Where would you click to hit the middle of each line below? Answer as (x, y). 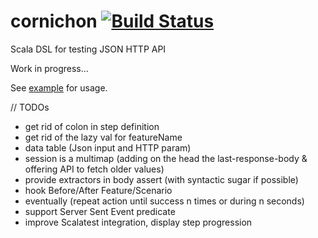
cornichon (54, 21)
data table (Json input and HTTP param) (108, 147)
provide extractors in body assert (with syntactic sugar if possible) (161, 179)
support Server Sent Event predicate (100, 211)
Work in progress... (49, 68)
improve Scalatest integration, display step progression (138, 222)
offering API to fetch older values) (94, 169)
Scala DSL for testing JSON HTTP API (88, 49)
